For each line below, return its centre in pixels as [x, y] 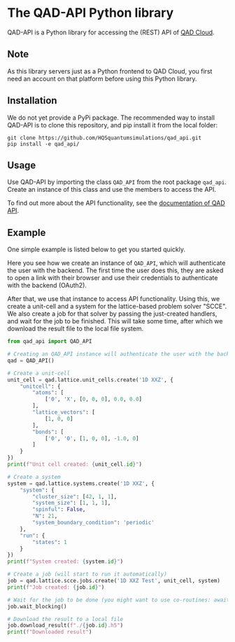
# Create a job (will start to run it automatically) [87, 574]
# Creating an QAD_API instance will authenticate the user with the [111, 354]
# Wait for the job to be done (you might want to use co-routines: [109, 600]
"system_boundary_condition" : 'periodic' [94, 523]
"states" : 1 [50, 542]
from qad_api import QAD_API [50, 342]
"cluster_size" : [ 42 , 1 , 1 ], [75, 496]
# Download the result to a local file [65, 619]
